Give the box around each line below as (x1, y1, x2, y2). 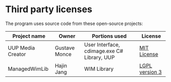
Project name (12, 32, 46, 39)
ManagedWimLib (8, 65, 49, 72)
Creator (8, 50, 26, 58)
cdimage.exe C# (84, 47, 124, 54)
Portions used (92, 32, 127, 39)
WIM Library (84, 65, 113, 72)
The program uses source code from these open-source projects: (5, 20, 144, 26)
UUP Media (8, 44, 35, 51)
